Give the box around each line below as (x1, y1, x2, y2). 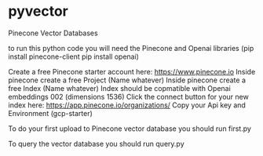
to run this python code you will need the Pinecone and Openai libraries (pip (8, 43, 254, 53)
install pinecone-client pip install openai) (8, 52, 140, 61)
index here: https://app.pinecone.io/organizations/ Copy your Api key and (8, 100, 246, 110)
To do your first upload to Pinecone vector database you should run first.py (8, 124, 251, 133)
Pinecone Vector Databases (8, 28, 98, 38)
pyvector (8, 2, 68, 20)
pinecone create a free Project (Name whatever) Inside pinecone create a (8, 75, 246, 85)
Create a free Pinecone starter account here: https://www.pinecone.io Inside (8, 67, 256, 76)
